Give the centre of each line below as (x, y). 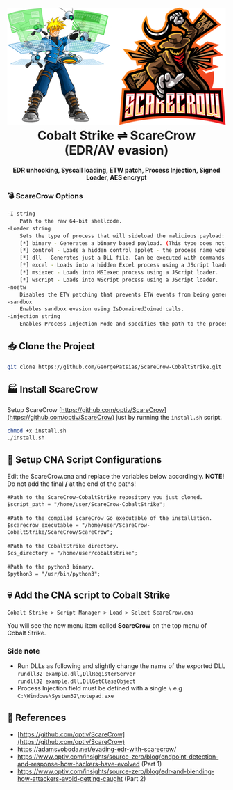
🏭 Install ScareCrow (53, 389)
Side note (24, 651)
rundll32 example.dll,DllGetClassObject (76, 681)
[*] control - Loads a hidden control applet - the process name (116, 251)
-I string (21, 214)
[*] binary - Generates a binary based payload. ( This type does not (122, 243)
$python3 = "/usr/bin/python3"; (54, 574)
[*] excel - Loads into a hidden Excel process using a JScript (114, 265)
